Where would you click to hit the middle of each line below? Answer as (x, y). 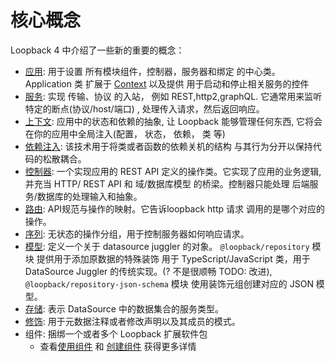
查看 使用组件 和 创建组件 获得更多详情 (118, 346)
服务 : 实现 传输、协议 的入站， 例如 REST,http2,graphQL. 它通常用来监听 (173, 96)
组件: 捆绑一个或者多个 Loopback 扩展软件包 (116, 333)
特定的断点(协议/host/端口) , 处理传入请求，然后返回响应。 (144, 108)
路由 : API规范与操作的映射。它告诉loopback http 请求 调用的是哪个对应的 (174, 208)
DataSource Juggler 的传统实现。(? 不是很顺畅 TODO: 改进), (148, 271)
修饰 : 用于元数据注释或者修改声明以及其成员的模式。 (132, 321)
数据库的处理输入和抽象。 (89, 196)
